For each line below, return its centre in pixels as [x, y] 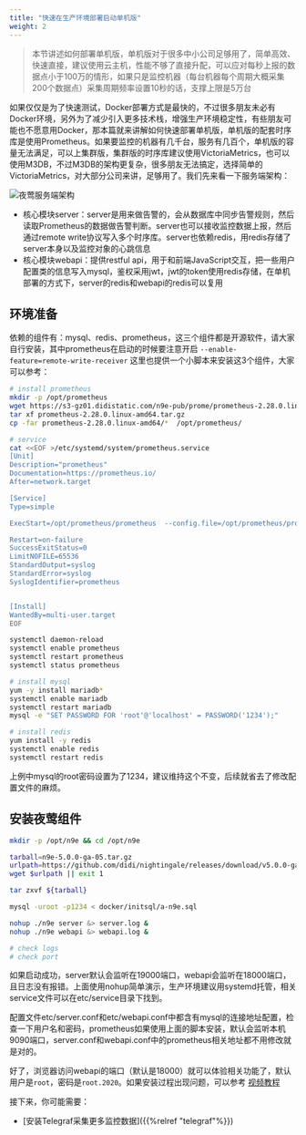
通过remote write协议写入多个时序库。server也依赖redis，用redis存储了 [157, 237]
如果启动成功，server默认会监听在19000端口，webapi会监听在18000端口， [150, 975]
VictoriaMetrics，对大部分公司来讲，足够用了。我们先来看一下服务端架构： [150, 175]
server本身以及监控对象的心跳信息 [87, 248]
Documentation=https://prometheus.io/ [83, 474]
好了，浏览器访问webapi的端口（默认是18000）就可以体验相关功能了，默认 [150, 1071]
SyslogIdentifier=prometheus [65, 582]
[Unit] [22, 457]
